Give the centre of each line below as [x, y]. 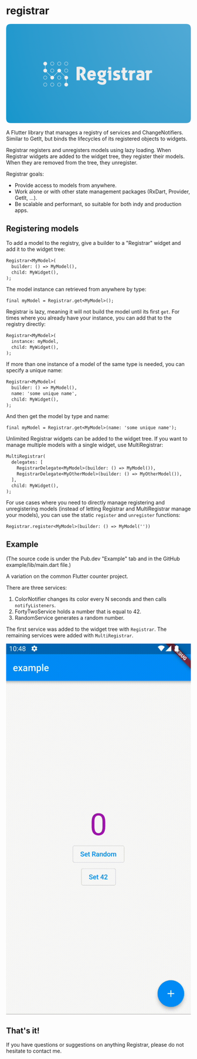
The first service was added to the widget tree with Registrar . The [86, 629]
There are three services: [37, 587]
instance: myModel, [35, 341]
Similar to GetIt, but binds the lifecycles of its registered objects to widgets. [97, 139]
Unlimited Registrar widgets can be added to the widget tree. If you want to [97, 438]
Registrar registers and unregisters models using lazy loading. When [89, 150]
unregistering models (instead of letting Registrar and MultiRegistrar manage [98, 509]
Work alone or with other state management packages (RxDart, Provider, [102, 191]
